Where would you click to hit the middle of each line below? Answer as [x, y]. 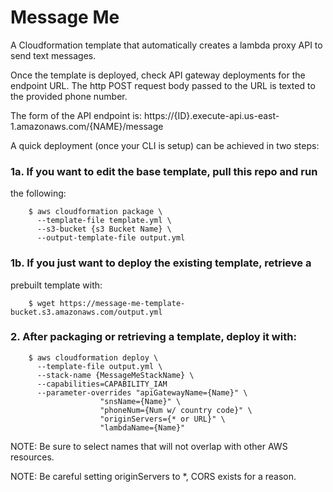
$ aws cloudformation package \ [95, 212]
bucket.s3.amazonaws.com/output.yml [86, 312]
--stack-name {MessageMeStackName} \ [115, 375]
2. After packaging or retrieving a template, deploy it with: [153, 337]
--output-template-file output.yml [111, 238]
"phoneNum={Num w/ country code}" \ [176, 410]
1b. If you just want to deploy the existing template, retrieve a [161, 263]
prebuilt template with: [56, 285]
